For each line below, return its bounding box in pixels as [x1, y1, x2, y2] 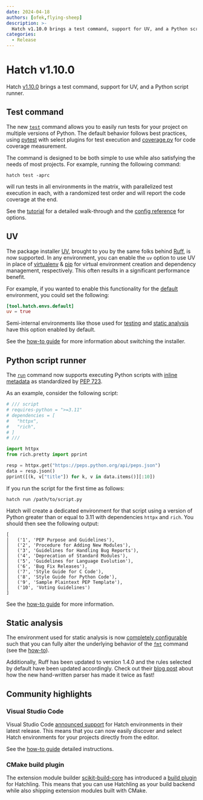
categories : [6, 31, 36, 38]
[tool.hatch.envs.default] [6, 303, 74, 309]
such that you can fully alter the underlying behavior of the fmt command [6, 640, 188, 648]
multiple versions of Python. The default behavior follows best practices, [6, 130, 187, 137]
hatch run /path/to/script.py [6, 496, 83, 502]
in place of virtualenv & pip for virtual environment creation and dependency [6, 260, 196, 267]
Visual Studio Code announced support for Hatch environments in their [6, 721, 183, 728]
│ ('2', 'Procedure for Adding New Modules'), [6, 542, 131, 548]
